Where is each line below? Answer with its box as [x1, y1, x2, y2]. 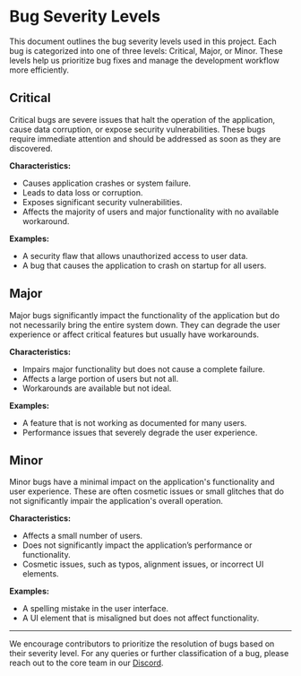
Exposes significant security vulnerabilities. [21, 196, 183, 207]
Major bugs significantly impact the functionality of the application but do [9, 309, 280, 320]
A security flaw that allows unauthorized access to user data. [21, 250, 248, 261]
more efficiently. [9, 65, 70, 75]
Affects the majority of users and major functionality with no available [21, 206, 279, 217]
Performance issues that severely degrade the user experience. [21, 427, 258, 438]
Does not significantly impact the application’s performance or [21, 540, 253, 550]
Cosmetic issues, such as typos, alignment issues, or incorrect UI [21, 559, 264, 570]
